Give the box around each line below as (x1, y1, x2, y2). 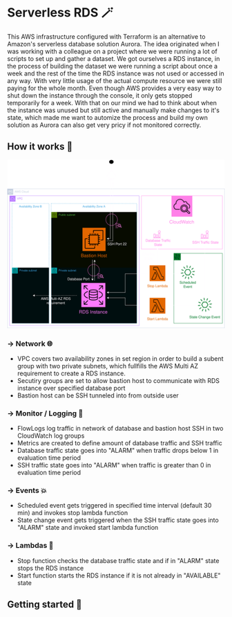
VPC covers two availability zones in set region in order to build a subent (17, 354, 224, 363)
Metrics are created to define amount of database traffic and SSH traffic (17, 439, 222, 447)
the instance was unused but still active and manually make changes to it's (7, 106, 220, 114)
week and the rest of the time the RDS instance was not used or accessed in (7, 69, 224, 78)
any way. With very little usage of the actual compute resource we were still (7, 76, 222, 84)
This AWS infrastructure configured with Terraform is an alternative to (7, 32, 206, 41)
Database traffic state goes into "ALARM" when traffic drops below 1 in (17, 447, 219, 455)
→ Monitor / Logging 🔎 (7, 409, 84, 418)
